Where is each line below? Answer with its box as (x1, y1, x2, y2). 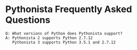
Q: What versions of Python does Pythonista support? (5, 31, 123, 36)
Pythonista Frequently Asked (5, 4, 132, 15)
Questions (5, 14, 50, 26)
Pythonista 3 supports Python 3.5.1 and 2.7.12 (12, 39, 116, 45)
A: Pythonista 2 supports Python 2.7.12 (5, 35, 93, 40)
